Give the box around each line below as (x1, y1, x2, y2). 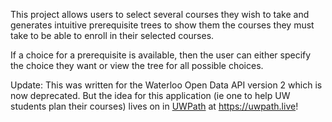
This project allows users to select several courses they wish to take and (10, 9, 310, 20)
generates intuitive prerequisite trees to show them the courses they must (10, 19, 315, 31)
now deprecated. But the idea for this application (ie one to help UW (10, 90, 291, 101)
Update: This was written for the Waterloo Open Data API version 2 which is (10, 79, 323, 91)
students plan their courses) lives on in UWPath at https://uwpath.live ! (10, 100, 299, 112)
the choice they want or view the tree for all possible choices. (10, 60, 264, 71)
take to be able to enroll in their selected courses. (10, 30, 215, 41)
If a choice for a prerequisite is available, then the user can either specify (10, 49, 312, 61)
